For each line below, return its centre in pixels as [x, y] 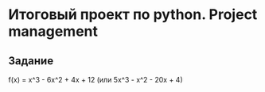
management [53, 31]
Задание [31, 61]
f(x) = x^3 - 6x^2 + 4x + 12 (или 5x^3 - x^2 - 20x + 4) [95, 80]
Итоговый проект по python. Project [133, 15]
